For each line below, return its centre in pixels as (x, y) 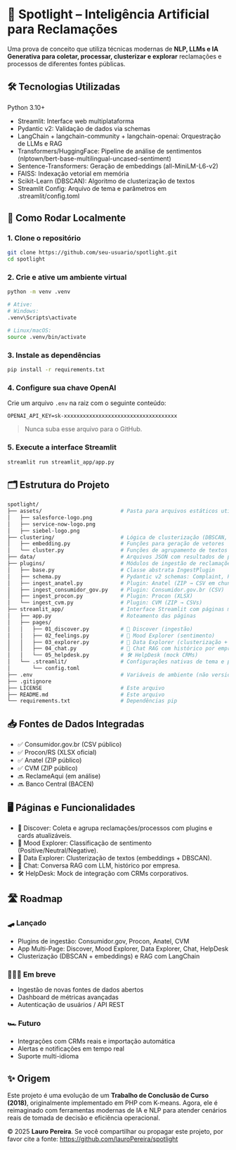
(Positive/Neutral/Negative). (58, 850)
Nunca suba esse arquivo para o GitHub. (83, 429)
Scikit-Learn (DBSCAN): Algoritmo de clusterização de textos (106, 181)
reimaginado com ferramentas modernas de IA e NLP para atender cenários (117, 1111)
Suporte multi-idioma (48, 1056)
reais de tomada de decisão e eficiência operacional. (84, 1118)
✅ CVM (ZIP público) (48, 768)
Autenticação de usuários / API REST (71, 1004)
